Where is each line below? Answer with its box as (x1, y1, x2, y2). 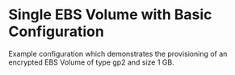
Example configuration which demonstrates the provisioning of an (8, 49, 228, 58)
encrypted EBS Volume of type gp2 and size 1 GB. (8, 57, 175, 67)
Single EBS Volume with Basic (8, 6, 212, 24)
